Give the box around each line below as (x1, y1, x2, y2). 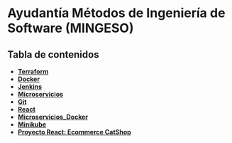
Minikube (17, 120, 47, 129)
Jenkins (17, 83, 43, 90)
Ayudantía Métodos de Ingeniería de (7, 5, 226, 21)
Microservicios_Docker (17, 112, 89, 121)
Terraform (17, 68, 49, 75)
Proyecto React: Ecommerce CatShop (17, 128, 131, 136)
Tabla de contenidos (7, 48, 99, 60)
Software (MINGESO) (7, 20, 134, 36)
